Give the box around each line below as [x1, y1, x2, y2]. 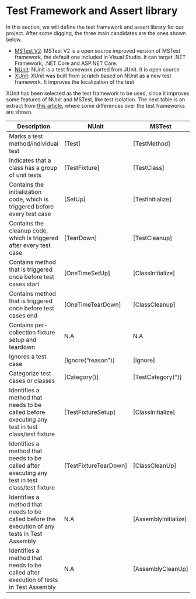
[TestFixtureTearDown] [64, 461, 127, 470]
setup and [9, 336, 37, 344]
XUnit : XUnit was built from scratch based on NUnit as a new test [14, 72, 171, 79]
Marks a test [9, 132, 43, 140]
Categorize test [9, 369, 51, 377]
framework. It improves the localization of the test [14, 78, 134, 85]
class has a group [9, 163, 58, 172]
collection [9, 328, 36, 336]
